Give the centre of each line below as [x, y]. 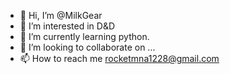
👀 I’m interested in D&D [67, 26]
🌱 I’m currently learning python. [84, 36]
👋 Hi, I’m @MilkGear [61, 15]
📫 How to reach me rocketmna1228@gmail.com [119, 58]
